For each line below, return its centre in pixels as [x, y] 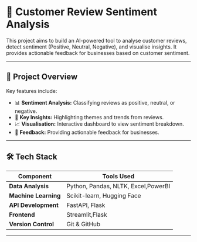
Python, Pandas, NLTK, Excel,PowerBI [118, 186]
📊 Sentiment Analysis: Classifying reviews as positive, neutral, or [95, 102]
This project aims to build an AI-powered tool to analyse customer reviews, [96, 40]
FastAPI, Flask [86, 205]
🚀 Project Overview [42, 77]
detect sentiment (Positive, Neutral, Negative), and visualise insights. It [91, 47]
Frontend [22, 215]
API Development [34, 205]
